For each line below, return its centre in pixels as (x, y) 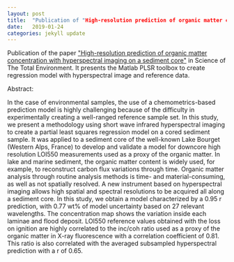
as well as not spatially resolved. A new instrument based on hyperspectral (115, 184)
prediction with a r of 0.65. (45, 251)
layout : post (26, 14)
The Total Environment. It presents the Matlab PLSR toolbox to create (106, 68)
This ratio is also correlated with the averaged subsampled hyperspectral (112, 243)
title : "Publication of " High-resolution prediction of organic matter (115, 20)
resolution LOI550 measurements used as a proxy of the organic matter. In (114, 154)
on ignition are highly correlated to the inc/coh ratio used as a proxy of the (114, 228)
